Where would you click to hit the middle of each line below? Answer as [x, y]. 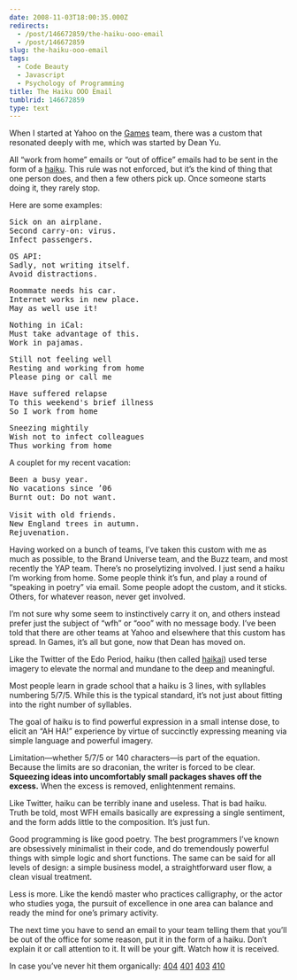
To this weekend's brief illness [82, 403]
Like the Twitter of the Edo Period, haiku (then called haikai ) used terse [138, 659]
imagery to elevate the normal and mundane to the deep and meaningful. [142, 669]
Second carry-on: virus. [63, 231]
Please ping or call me [61, 377]
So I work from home [54, 412]
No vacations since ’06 [61, 489]
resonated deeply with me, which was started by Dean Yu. [115, 143]
